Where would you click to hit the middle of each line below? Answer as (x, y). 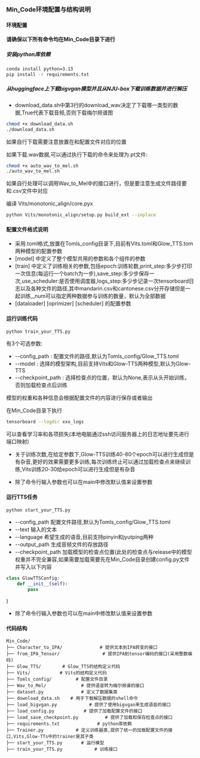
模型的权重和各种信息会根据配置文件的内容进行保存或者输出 (79, 398)
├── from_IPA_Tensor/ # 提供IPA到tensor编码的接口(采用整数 (97, 654)
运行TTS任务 (22, 497)
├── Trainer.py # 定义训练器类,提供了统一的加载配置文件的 (87, 730)
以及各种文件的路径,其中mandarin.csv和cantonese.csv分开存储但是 (103, 289)
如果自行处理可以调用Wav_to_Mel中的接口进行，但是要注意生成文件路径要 (96, 183)
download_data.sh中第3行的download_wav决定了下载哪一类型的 (94, 105)
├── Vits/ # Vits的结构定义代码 (57, 673)
